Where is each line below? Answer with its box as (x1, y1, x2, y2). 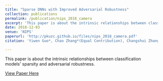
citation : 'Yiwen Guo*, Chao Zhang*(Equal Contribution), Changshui (5, 39, 147, 43)
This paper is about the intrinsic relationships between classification (5, 56, 141, 62)
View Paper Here (5, 70, 39, 76)
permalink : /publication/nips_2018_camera (5, 16, 92, 21)
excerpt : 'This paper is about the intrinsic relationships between (5, 20, 147, 26)
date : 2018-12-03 (5, 25, 40, 30)
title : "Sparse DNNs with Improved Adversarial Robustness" (5, 7, 130, 12)
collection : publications (5, 12, 57, 16)
